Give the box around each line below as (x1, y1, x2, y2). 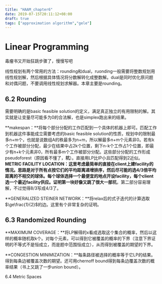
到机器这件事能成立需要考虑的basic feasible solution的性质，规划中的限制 (5, 131, 151, 136)
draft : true (5, 16, 29, 21)
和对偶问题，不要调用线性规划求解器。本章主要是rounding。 (5, 80, 125, 86)
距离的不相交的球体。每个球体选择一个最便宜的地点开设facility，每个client (5, 173, 154, 179)
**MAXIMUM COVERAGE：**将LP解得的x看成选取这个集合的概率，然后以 (5, 229, 153, 235)
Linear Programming (5, 42, 89, 52)
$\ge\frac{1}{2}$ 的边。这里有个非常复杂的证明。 (5, 202, 102, 207)
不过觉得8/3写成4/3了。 (13, 185, 61, 191)
